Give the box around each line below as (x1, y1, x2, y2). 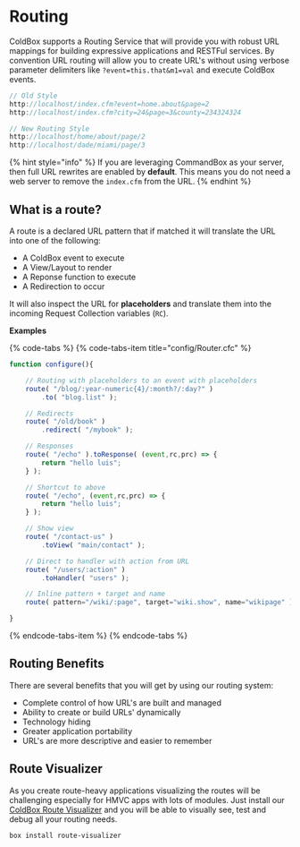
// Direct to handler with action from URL (25, 557, 190, 566)
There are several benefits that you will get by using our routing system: (9, 680, 274, 690)
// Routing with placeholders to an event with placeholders (25, 376, 257, 385)
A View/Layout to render (21, 262, 112, 272)
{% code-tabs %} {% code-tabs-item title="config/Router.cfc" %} (9, 343, 252, 353)
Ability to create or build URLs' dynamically (21, 706, 181, 717)
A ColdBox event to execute (21, 252, 125, 263)
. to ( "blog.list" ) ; (41, 392, 118, 402)
